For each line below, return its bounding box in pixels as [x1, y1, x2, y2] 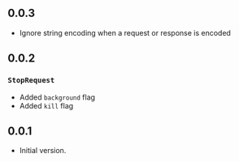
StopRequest [7, 76, 55, 85]
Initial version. [19, 146, 67, 156]
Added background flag [19, 92, 95, 102]
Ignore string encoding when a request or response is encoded [19, 28, 231, 37]
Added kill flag [19, 100, 74, 110]
